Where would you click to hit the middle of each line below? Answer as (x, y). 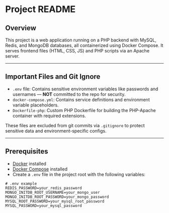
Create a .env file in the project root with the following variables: (79, 174)
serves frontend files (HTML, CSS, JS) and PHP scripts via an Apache (77, 51)
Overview (21, 28)
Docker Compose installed (40, 169)
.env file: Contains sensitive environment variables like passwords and (85, 89)
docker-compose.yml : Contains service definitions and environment (81, 99)
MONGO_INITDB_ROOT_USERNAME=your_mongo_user (53, 192)
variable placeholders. (35, 105)
